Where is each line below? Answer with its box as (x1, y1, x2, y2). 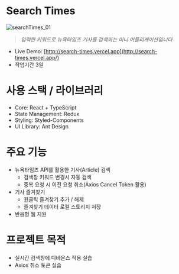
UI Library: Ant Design (14, 123, 69, 130)
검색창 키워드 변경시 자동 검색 (23, 173, 92, 180)
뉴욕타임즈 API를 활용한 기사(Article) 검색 (14, 166, 111, 173)
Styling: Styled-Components (14, 117, 84, 124)
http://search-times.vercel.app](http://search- (45, 47, 158, 54)
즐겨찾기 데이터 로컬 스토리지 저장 (23, 203, 102, 210)
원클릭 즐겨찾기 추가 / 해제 (23, 195, 84, 202)
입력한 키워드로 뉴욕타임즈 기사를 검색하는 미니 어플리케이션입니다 (20, 36, 173, 43)
